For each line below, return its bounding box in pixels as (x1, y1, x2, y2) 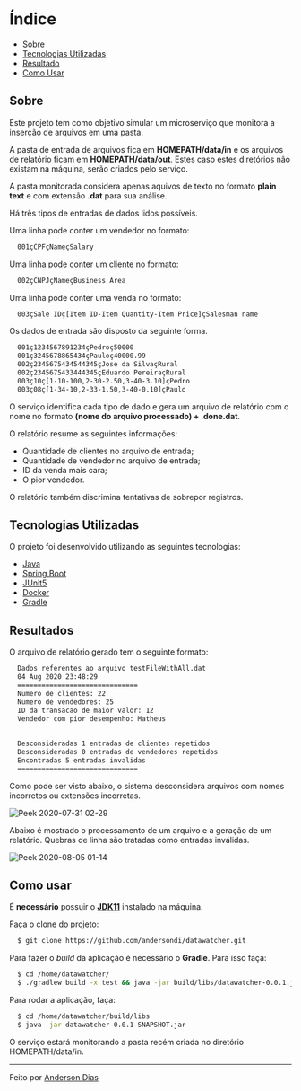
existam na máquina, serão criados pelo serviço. (9, 163, 188, 174)
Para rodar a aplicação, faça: (9, 995, 116, 1006)
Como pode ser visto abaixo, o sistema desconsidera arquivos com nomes (9, 780, 285, 791)
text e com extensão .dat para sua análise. (9, 189, 168, 201)
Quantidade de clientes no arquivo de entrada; (21, 445, 194, 456)
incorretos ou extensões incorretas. (9, 790, 142, 801)
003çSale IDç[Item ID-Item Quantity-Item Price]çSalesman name (17, 310, 258, 319)
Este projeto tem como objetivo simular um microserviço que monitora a (9, 117, 275, 128)
